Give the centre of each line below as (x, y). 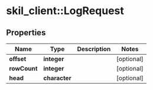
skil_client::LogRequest (65, 11)
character (58, 78)
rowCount (23, 69)
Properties (26, 33)
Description (94, 49)
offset (18, 59)
